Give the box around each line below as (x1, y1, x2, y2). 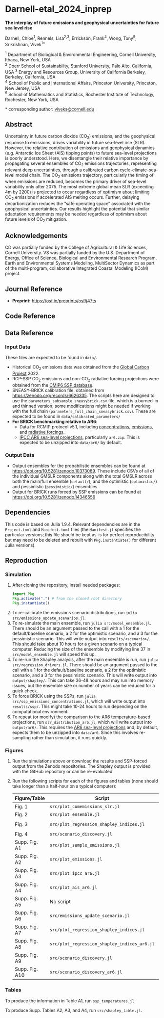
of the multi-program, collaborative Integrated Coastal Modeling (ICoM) (5, 265, 149, 271)
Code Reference (5, 312, 56, 320)
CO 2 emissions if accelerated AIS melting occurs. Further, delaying (5, 194, 140, 201)
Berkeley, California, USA (5, 74, 56, 80)
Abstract (5, 120, 33, 129)
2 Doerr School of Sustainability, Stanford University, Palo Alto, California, (5, 62, 153, 69)
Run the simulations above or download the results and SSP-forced (12, 758, 147, 764)
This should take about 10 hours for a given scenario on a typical (12, 641, 143, 647)
